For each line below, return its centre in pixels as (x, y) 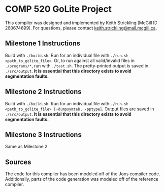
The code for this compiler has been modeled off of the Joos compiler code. (83, 174)
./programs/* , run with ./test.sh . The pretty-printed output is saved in (77, 65)
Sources (18, 162)
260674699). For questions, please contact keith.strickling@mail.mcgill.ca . (81, 28)
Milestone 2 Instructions (43, 92)
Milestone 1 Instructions (43, 44)
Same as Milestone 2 (26, 147)
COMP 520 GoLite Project (58, 9)
